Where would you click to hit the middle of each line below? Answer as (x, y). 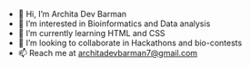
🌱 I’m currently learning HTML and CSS (91, 33)
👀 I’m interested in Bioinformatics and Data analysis (114, 24)
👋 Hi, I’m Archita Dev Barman (72, 14)
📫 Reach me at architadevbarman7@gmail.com (108, 53)
